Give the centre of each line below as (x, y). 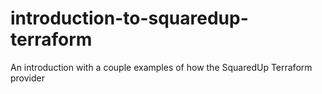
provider (27, 78)
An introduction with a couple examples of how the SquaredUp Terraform (161, 67)
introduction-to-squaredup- (129, 18)
